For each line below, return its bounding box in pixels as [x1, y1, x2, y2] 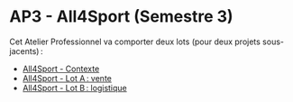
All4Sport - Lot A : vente [22, 72, 113, 83]
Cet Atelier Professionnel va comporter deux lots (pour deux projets [9, 36, 261, 47]
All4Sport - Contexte [22, 63, 100, 74]
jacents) [9, 45, 40, 56]
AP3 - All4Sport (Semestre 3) [9, 6, 233, 27]
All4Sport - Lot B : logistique [22, 82, 128, 93]
